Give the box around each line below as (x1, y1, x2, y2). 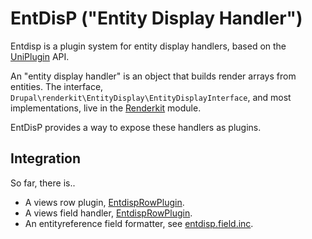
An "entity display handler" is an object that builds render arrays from (10, 70, 297, 82)
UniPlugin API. (10, 50, 70, 62)
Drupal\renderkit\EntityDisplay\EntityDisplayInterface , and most (10, 91, 292, 103)
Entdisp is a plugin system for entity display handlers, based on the (10, 40, 287, 52)
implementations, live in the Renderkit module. (10, 102, 202, 114)
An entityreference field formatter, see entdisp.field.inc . (24, 217, 254, 229)
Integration (10, 150, 82, 167)
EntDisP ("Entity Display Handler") (10, 7, 303, 30)
